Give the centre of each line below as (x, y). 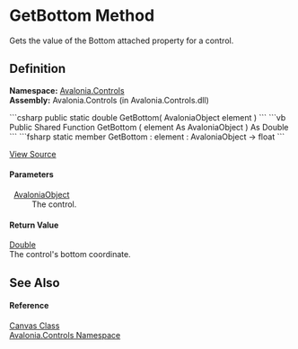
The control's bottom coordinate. (70, 255)
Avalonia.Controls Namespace (65, 335)
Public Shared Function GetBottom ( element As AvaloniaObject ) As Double (149, 127)
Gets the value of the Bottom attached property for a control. (122, 40)
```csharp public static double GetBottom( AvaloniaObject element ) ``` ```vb (148, 117)
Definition (37, 69)
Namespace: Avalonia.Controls (67, 90)
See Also (35, 283)
